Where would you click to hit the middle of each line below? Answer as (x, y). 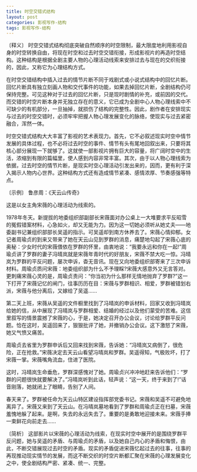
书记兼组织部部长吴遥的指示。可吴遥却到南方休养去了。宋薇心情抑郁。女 (103, 232)
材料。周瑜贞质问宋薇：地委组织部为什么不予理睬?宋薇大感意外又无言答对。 (97, 269)
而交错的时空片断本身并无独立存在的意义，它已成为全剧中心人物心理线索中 (96, 102)
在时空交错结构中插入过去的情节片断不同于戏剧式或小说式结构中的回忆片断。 (98, 80)
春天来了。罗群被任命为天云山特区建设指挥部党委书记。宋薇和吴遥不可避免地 (98, 399)
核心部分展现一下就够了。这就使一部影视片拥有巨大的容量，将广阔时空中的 (96, 151)
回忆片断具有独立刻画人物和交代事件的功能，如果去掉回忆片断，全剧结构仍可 (98, 87)
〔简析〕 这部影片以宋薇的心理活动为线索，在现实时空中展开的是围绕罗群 (94, 434)
